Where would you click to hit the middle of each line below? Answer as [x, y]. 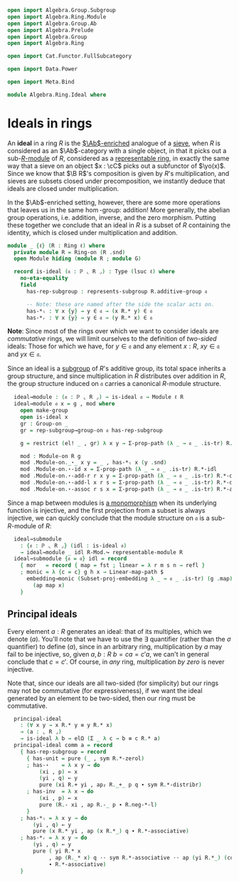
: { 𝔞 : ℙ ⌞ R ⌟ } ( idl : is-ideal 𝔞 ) [74, 546]
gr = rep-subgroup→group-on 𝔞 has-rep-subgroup [91, 430]
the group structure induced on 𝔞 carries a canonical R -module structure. [115, 384]
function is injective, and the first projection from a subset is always [106, 510]
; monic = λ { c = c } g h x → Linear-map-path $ [92, 572]
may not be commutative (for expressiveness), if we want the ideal [105, 690]
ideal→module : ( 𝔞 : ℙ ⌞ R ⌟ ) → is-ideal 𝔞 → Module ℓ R [99, 397]
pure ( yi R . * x [57, 851]
